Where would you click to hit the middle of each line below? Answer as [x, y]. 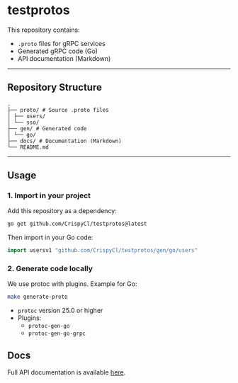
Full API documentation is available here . [67, 372]
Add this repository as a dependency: [62, 211]
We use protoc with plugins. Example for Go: [72, 284]
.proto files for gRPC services [62, 43]
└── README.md [28, 147]
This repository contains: [44, 30]
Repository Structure [55, 87]
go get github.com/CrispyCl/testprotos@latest [77, 224]
